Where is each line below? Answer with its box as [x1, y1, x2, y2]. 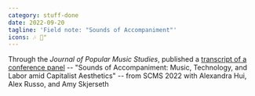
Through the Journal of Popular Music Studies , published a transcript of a [8, 55, 247, 64]
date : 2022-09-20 [8, 19, 65, 27]
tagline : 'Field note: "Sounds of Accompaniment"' [8, 26, 177, 34]
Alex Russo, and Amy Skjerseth [8, 80, 109, 89]
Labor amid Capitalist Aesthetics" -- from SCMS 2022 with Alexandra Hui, [8, 71, 247, 80]
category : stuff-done [8, 11, 79, 20]
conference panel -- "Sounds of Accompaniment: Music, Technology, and [8, 63, 247, 73]
